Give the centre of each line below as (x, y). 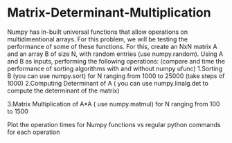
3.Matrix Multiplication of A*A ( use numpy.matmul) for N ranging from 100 (114, 104)
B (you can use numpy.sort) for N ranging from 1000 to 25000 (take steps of (116, 76)
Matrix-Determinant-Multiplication (109, 13)
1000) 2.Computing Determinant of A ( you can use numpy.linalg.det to (108, 83)
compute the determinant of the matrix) (63, 90)
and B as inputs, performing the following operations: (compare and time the (116, 61)
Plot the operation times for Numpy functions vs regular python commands (114, 124)
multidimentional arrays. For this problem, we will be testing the (98, 39)
